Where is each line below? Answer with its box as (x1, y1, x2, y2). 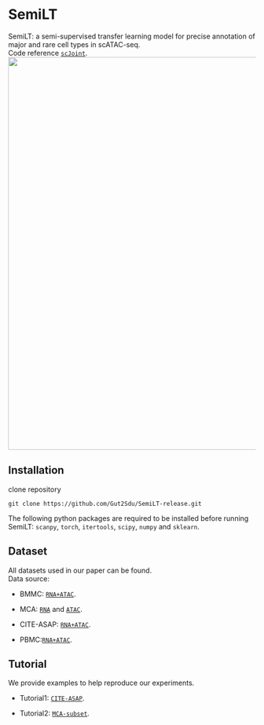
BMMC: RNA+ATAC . (19, 589, 76, 599)
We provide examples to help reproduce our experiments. (8, 678, 195, 688)
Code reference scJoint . (8, 48, 88, 57)
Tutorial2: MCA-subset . (19, 709, 90, 718)
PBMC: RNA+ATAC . (19, 635, 73, 644)
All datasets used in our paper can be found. (8, 566, 152, 575)
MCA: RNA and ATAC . (19, 604, 82, 613)
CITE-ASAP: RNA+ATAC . (19, 619, 91, 629)
